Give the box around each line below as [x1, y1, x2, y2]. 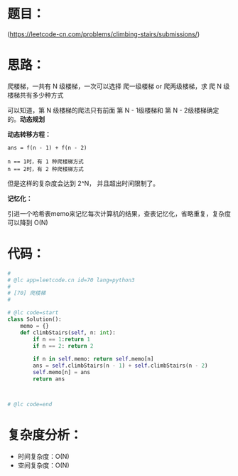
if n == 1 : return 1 [33, 336, 91, 343]
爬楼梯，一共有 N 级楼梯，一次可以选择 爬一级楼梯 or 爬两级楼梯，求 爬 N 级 [7, 82, 230, 90]
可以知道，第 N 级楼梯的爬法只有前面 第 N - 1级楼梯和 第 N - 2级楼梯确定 [7, 105, 220, 114]
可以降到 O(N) [7, 218, 48, 227]
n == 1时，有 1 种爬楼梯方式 [7, 157, 84, 165]
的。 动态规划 [7, 115, 45, 123]
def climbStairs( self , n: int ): [20, 328, 116, 336]
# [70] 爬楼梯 [7, 289, 46, 297]
